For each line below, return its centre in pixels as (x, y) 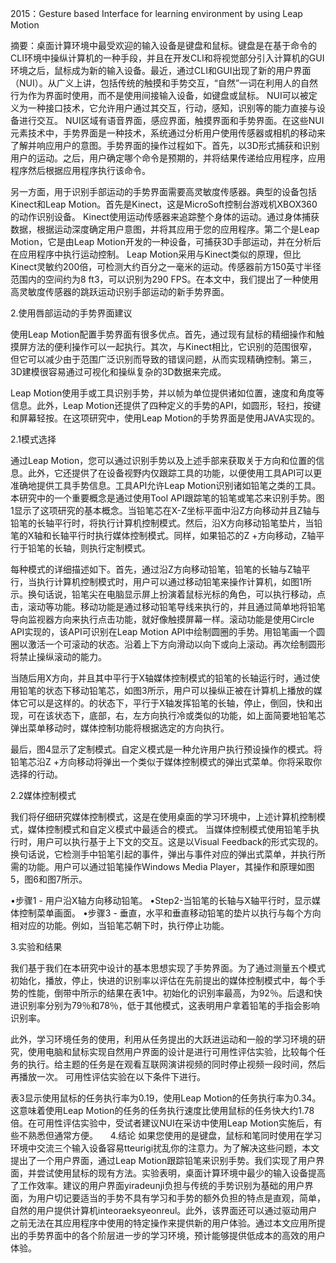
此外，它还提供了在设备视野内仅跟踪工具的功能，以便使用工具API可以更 (175, 473)
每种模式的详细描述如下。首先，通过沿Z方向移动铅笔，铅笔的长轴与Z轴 (156, 569)
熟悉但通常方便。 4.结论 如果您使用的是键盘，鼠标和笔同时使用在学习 (175, 1135)
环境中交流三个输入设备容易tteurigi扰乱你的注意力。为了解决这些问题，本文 (165, 1148)
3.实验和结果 (36, 946)
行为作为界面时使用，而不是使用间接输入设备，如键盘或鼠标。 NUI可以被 (159, 95)
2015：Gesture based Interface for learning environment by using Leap (156, 13)
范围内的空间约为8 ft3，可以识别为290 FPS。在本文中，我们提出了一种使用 (164, 279)
